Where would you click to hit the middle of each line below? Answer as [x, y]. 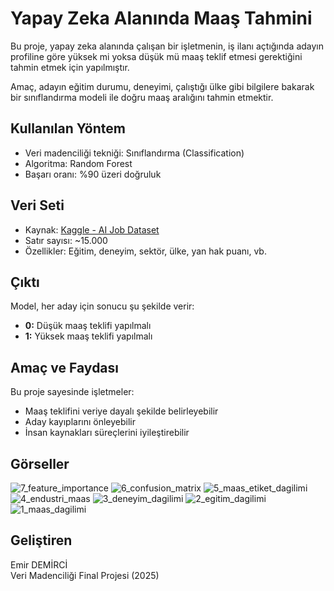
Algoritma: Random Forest [78, 163]
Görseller [40, 463]
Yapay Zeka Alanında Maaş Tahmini [161, 18]
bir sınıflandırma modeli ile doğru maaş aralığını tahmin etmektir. [142, 97]
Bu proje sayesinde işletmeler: [72, 392]
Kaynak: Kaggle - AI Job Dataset [92, 229]
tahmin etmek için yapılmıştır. [70, 67]
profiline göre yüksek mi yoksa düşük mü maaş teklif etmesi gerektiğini [156, 56]
